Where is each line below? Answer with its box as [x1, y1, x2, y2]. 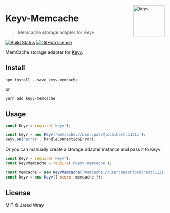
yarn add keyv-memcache [5, 96, 56, 101]
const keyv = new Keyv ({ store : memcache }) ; [5, 174, 103, 180]
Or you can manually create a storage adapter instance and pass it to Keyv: [5, 146, 162, 152]
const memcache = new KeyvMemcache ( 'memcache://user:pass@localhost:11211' [5, 170, 168, 175]
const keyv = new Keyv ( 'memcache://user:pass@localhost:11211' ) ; [5, 132, 146, 137]
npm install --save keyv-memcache [5, 77, 78, 82]
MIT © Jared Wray [5, 202, 44, 208]
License [5, 189, 31, 197]
